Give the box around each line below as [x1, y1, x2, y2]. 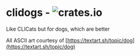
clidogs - [6, 6, 50, 19]
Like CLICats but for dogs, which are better [6, 25, 110, 32]
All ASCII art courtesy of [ [6, 37, 68, 44]
